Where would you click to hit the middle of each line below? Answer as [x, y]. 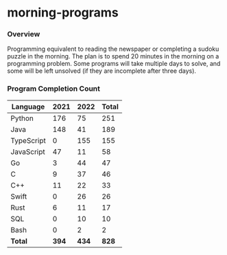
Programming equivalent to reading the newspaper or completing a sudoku [113, 49]
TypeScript [28, 140]
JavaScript [28, 151]
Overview [24, 34]
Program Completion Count [54, 89]
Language [28, 107]
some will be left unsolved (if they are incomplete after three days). [102, 71]
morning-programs [63, 13]
